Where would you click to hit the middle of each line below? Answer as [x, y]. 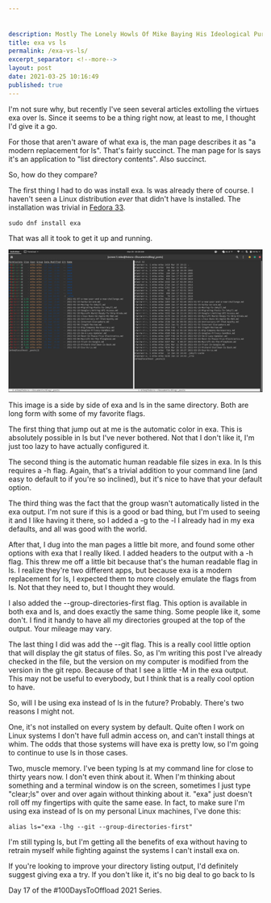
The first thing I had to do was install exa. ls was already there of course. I [131, 190]
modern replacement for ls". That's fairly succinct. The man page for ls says [135, 150]
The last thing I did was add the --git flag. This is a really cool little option [130, 644]
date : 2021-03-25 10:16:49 [54, 77]
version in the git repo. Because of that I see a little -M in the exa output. [128, 670]
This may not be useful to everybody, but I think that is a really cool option [131, 679]
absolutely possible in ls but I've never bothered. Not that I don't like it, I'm [131, 438]
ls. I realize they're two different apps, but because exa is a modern [120, 570]
